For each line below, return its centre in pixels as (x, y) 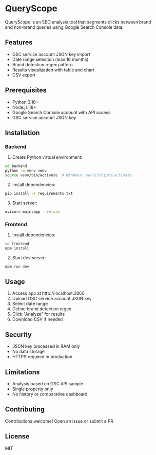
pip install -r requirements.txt (39, 193)
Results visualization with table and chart (53, 70)
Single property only (33, 389)
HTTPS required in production (42, 357)
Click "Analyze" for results (38, 314)
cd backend (16, 166)
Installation (22, 133)
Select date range (30, 304)
